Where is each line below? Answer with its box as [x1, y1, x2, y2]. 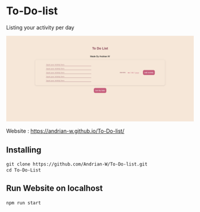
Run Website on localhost [6, 183, 103, 194]
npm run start [6, 199, 42, 206]
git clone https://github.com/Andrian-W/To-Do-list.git [6, 161, 148, 167]
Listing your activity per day [6, 24, 74, 31]
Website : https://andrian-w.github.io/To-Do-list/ [6, 127, 125, 135]
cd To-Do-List [6, 167, 42, 173]
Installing [6, 145, 42, 155]
